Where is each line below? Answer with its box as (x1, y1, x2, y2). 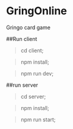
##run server (6, 81, 39, 89)
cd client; (20, 46, 44, 54)
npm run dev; (20, 70, 54, 77)
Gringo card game (6, 24, 50, 31)
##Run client (6, 35, 37, 42)
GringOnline (6, 4, 67, 18)
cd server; (20, 93, 46, 100)
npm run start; (20, 116, 56, 123)
